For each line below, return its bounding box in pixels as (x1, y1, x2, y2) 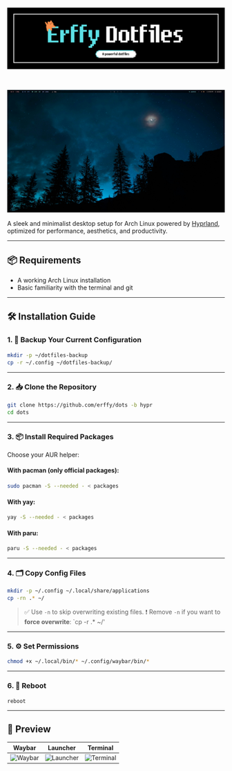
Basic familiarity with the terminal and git (17, 283, 133, 292)
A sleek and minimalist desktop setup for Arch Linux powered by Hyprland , (7, 220, 220, 228)
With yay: (7, 497, 36, 506)
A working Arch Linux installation (17, 276, 111, 285)
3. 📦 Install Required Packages (7, 432, 114, 442)
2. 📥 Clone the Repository (7, 382, 97, 392)
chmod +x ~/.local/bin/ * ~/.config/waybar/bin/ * (7, 658, 150, 665)
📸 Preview (7, 723, 51, 735)
